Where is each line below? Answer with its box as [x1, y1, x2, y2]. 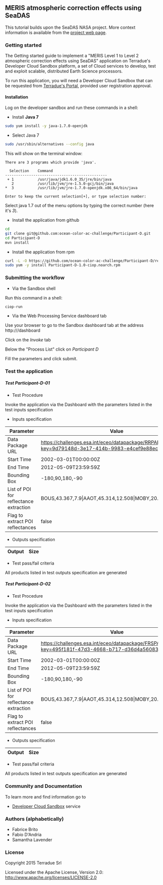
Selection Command [9, 169, 53, 174]
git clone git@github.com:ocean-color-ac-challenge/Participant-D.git [5, 231, 151, 236]
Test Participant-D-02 [5, 581, 51, 586]
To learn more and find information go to [5, 794, 86, 799]
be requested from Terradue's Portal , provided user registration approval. [5, 83, 152, 89]
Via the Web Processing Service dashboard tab [12, 313, 107, 319]
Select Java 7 [12, 132, 40, 138]
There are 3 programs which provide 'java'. [5, 160, 97, 165]
